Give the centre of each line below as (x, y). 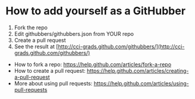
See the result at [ (36, 47)
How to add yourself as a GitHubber (96, 11)
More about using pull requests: (53, 83)
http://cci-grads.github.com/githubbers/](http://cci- (121, 47)
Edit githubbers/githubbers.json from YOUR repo (74, 33)
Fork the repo (31, 27)
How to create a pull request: (50, 70)
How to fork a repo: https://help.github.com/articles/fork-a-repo (93, 64)
